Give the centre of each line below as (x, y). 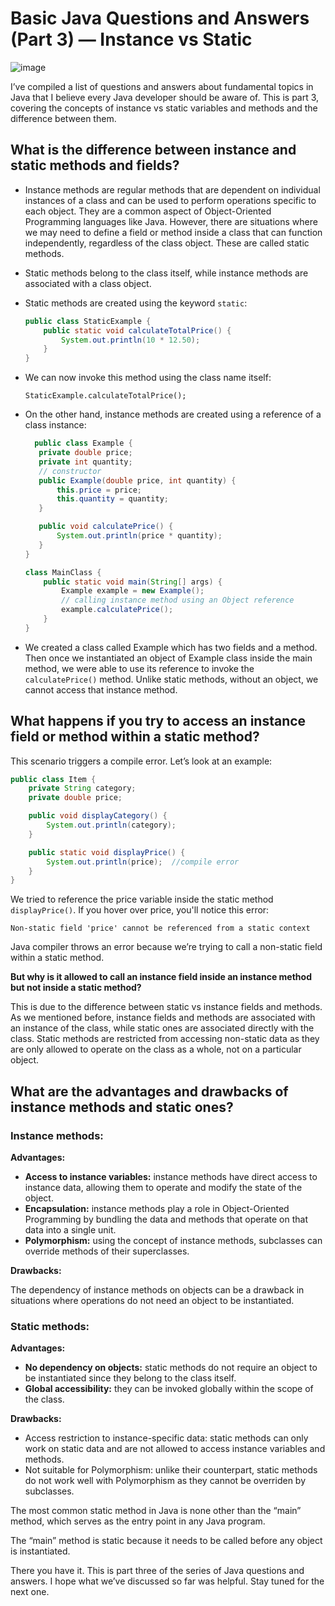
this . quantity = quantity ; (112, 499)
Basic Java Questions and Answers (160, 18)
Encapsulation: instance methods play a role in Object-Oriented (157, 1208)
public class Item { (53, 779)
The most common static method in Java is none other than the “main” (156, 1511)
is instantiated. (40, 1551)
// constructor (70, 471)
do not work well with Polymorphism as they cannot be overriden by (165, 1481)
